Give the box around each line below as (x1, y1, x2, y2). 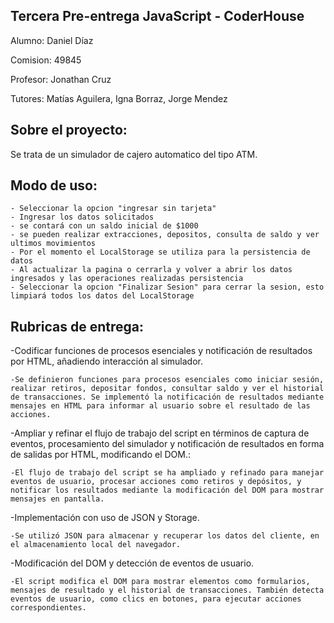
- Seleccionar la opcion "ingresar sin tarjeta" (10, 204, 217, 214)
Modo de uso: (10, 177, 98, 194)
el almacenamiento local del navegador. (10, 540, 182, 550)
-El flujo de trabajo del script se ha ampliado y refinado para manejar (10, 468, 325, 478)
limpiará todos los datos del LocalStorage (10, 291, 195, 301)
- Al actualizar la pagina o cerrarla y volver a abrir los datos (10, 265, 293, 275)
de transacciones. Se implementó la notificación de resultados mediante (10, 392, 325, 403)
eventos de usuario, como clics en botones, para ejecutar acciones (10, 594, 302, 604)
